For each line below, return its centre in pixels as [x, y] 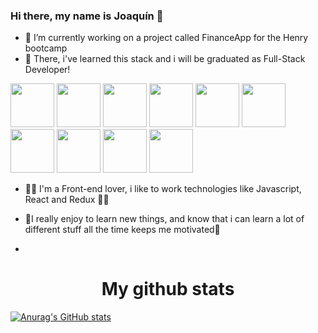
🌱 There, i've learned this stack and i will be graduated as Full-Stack [165, 59]
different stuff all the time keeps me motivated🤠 [122, 230]
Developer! [47, 70]
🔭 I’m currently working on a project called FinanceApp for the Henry [166, 38]
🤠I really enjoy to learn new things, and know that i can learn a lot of [164, 219]
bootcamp [46, 48]
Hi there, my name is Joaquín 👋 [87, 16]
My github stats [168, 289]
